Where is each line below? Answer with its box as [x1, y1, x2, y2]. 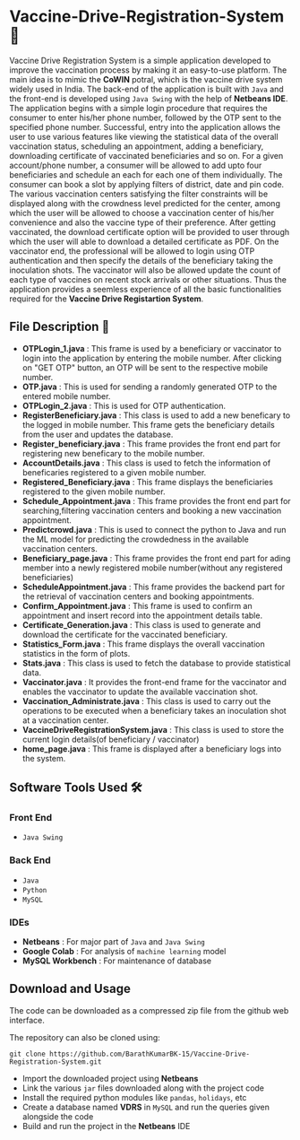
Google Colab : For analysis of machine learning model [21, 946, 227, 957]
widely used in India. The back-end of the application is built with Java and [9, 83, 284, 94]
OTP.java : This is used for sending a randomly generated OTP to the [21, 381, 278, 392]
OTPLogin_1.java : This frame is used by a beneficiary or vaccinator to [21, 343, 282, 353]
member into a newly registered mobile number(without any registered [21, 562, 284, 573]
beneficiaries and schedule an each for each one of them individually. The [9, 169, 283, 180]
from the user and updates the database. [21, 429, 174, 439]
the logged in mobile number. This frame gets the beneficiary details [21, 419, 275, 430]
